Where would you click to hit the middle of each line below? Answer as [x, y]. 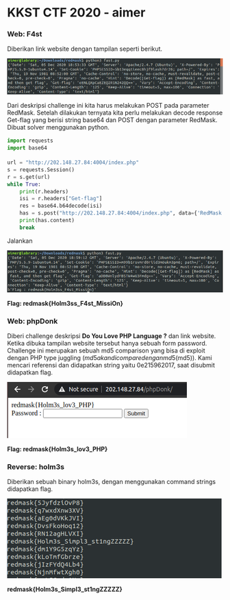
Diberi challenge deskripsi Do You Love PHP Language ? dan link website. [112, 336]
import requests [30, 141]
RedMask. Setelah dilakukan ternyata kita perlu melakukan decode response [115, 113]
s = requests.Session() [41, 169]
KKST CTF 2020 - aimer [76, 13]
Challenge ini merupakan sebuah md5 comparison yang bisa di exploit [106, 350]
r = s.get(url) [29, 177]
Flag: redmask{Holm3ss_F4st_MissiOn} [65, 303]
